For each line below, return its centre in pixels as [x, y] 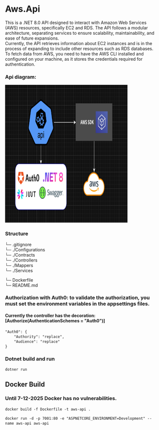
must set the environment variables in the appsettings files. [78, 304]
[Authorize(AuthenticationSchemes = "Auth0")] [55, 321]
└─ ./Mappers [19, 265]
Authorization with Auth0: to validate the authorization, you [78, 298]
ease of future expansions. [32, 38]
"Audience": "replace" [37, 341]
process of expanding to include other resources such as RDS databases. [79, 48]
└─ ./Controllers [21, 260]
